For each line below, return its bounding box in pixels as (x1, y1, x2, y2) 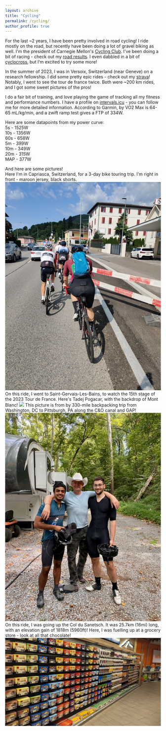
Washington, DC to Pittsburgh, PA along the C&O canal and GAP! (5, 407, 137, 414)
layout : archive (5, 8, 39, 13)
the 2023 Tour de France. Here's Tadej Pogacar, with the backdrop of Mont (5, 396, 158, 402)
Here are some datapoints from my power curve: (5, 120, 104, 125)
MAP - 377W (5, 156, 32, 162)
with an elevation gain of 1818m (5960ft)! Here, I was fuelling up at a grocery (5, 627, 161, 633)
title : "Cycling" (5, 13, 41, 18)
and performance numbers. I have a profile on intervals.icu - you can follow (5, 99, 159, 105)
